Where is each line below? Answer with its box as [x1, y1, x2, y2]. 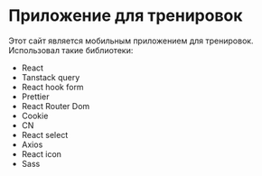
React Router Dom [21, 100, 90, 111]
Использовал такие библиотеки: [8, 44, 134, 55]
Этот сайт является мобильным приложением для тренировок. [8, 35, 254, 46]
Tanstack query [21, 71, 80, 82]
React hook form [21, 81, 84, 92]
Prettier [21, 91, 50, 102]
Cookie [21, 110, 49, 121]
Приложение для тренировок [8, 5, 243, 26]
